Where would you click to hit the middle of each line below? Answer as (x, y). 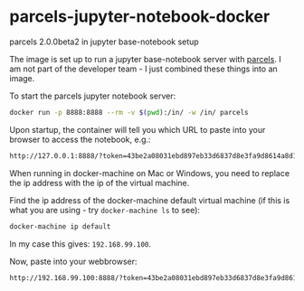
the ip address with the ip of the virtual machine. (100, 183)
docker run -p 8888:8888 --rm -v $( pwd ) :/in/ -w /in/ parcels (129, 112)
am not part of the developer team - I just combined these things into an (143, 69)
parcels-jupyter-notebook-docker (140, 17)
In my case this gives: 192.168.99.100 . (81, 244)
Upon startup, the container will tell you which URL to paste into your (138, 129)
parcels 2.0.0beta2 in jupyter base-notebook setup (104, 42)
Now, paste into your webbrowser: (73, 261)
